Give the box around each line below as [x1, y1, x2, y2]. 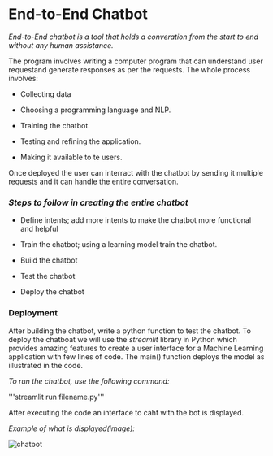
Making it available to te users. [19, 152, 123, 162]
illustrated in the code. [8, 360, 84, 370]
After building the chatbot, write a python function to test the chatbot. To [8, 326, 252, 336]
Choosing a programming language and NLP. [19, 105, 171, 115]
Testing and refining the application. [19, 136, 141, 146]
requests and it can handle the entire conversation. [8, 176, 179, 186]
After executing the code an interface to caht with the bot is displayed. [8, 407, 245, 417]
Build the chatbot [19, 255, 78, 265]
